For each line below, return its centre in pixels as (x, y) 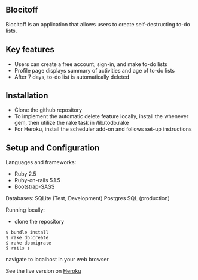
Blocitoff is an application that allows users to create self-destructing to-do (98, 24)
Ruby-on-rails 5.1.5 (37, 180)
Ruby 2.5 (25, 174)
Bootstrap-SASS (34, 187)
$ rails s (18, 248)
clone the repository (39, 222)
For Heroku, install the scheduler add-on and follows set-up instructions (103, 129)
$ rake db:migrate (28, 243)
